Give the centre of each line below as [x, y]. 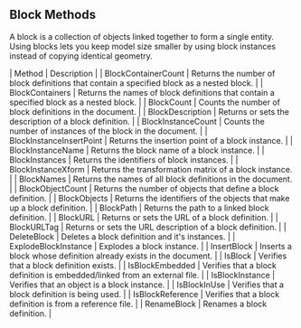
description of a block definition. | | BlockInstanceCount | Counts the [137, 121]
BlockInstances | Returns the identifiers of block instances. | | [124, 159]
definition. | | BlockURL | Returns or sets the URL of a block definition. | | [144, 217]
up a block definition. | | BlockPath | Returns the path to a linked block [139, 208]
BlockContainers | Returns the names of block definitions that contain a [142, 92]
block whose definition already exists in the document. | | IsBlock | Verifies [148, 256]
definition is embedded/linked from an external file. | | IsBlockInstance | [142, 275]
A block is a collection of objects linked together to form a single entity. [141, 36]
